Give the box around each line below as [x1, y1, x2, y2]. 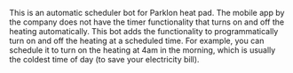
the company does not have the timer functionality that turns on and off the [9, 17, 285, 27]
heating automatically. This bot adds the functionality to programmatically [9, 26, 279, 36]
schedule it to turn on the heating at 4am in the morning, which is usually [9, 45, 276, 55]
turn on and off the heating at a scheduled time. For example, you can [9, 35, 265, 46]
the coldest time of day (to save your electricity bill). [9, 55, 200, 64]
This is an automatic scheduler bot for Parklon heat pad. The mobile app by [9, 8, 285, 18]
